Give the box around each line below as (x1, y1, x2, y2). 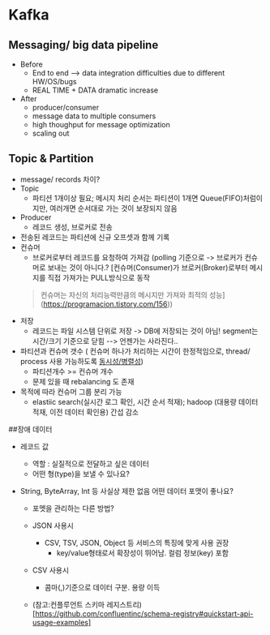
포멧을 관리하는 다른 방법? (32, 503, 115, 513)
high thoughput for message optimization (32, 120, 170, 129)
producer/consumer (32, 103, 100, 112)
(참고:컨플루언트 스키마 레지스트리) (32, 599, 142, 609)
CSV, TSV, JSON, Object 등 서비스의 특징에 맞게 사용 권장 (44, 538, 229, 547)
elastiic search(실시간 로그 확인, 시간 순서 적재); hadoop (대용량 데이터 (32, 397, 259, 406)
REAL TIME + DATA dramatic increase (32, 85, 159, 95)
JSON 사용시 (32, 521, 75, 530)
